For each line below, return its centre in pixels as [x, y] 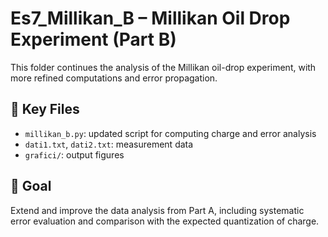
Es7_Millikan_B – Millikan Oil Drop [150, 18]
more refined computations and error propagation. [114, 78]
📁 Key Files [45, 109]
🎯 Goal [31, 186]
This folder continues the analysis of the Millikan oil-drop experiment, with [163, 67]
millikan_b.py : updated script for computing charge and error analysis [170, 133]
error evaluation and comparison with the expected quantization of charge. [165, 221]
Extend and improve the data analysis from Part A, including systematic [157, 210]
